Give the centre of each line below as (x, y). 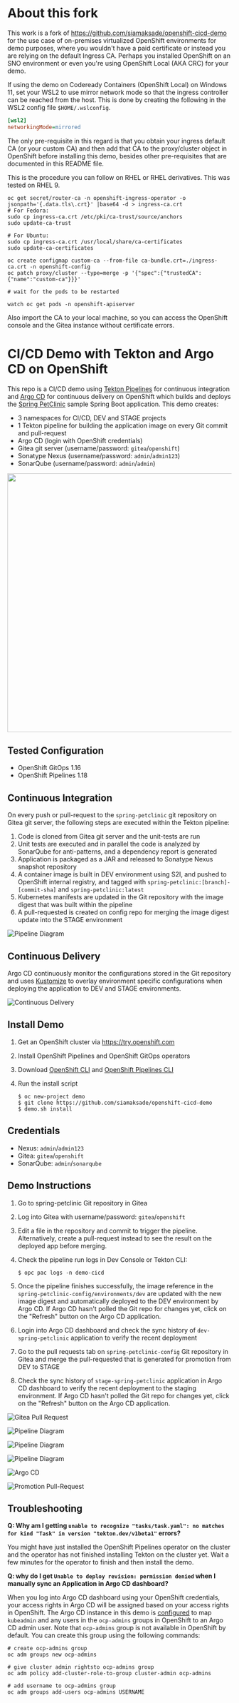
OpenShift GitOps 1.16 (49, 768)
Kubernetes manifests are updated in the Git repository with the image (121, 897)
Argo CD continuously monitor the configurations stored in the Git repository (119, 974)
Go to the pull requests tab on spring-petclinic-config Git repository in (123, 1351)
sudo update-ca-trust (39, 223)
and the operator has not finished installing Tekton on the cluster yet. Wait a (118, 1555)
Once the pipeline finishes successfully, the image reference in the (115, 1285)
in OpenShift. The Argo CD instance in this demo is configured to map (110, 1613)
